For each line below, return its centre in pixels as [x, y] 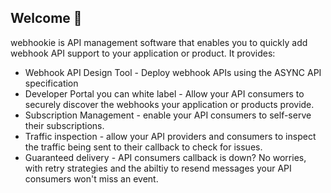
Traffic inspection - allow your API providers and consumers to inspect [170, 136]
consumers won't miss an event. [91, 178]
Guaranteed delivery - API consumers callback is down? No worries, [165, 157]
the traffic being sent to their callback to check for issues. [143, 147]
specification [51, 83]
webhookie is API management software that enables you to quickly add [159, 42]
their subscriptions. [64, 125]
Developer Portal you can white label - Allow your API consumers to [164, 93]
